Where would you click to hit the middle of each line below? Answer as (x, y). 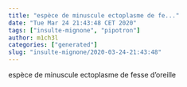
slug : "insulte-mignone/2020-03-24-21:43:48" (85, 52)
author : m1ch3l (33, 38)
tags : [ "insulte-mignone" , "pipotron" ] (74, 30)
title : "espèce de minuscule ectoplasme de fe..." (94, 15)
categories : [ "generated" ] (53, 45)
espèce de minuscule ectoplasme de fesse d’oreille (92, 75)
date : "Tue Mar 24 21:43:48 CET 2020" (72, 23)
